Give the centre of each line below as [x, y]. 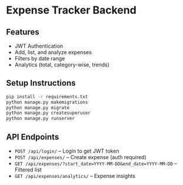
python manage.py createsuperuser [49, 113]
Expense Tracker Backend [71, 10]
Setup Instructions [41, 83]
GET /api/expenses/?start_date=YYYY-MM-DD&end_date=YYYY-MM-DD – [96, 163]
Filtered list [28, 170]
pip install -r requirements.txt [47, 97]
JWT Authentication [39, 46]
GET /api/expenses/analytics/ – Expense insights [75, 176]
